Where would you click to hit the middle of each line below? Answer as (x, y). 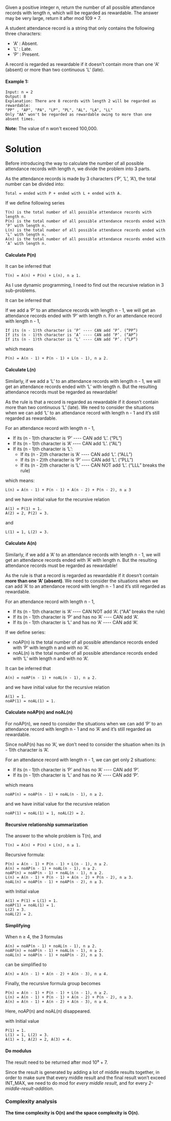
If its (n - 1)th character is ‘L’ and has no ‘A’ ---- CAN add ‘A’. (75, 622)
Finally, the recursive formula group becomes (53, 983)
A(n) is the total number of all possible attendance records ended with (86, 239)
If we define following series (35, 203)
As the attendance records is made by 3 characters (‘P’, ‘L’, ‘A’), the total (81, 179)
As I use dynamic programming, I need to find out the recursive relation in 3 (85, 285)
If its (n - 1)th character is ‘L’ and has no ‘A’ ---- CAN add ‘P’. (76, 775)
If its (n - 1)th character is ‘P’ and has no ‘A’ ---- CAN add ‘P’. (76, 769)
